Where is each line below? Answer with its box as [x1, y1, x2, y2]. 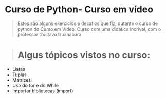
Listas [12, 66, 25, 72]
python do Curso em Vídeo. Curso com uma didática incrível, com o [17, 26, 161, 32]
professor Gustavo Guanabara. [17, 31, 83, 37]
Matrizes [12, 77, 31, 83]
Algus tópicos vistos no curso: [17, 49, 151, 61]
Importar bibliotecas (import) [12, 88, 73, 94]
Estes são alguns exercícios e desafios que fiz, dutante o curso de [17, 20, 158, 27]
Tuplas [12, 71, 27, 78]
